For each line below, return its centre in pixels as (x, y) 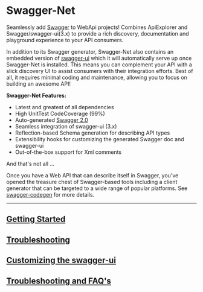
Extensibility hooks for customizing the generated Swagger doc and (99, 139)
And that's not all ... (31, 163)
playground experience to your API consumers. (65, 40)
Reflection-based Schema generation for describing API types (92, 133)
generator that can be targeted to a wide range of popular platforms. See (97, 188)
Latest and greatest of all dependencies (64, 107)
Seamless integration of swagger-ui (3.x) (66, 126)
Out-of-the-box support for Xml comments (68, 152)
